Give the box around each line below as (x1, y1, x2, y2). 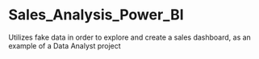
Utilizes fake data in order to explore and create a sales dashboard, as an (8, 32, 252, 42)
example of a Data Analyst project (8, 40, 121, 50)
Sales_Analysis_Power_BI (8, 6, 184, 24)
